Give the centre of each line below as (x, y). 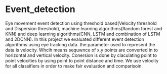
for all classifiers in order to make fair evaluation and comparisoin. (74, 66)
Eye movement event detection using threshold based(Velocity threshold (81, 23)
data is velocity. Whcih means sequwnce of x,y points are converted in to (82, 50)
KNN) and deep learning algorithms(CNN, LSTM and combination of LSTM (83, 34)
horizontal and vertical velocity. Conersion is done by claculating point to (81, 55)
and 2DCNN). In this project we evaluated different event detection (75, 39)
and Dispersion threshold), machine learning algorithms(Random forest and (84, 28)
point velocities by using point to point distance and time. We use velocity (82, 60)
